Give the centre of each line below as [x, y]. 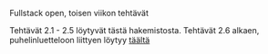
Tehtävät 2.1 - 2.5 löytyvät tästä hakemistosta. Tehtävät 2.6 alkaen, [134, 30]
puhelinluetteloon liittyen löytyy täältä [80, 40]
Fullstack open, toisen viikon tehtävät [79, 13]
